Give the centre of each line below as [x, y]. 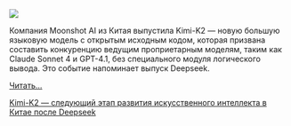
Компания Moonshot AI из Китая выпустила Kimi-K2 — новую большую [145, 31]
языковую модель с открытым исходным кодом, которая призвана [137, 40]
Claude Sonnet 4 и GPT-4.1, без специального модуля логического [135, 59]
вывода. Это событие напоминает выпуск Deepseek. [110, 68]
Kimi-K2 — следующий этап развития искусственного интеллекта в [138, 102]
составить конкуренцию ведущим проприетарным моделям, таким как [146, 49]
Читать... [26, 85]
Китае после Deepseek [53, 112]
